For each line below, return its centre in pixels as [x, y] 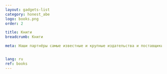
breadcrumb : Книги [24, 37]
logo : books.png [22, 19]
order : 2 [14, 23]
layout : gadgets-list [28, 10]
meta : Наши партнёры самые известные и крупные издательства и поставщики [84, 46]
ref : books [16, 64]
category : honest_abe [28, 14]
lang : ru [14, 59]
